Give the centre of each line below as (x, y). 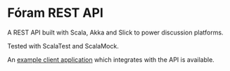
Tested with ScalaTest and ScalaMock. (63, 46)
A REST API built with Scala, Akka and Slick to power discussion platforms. (115, 32)
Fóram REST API (56, 13)
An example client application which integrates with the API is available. (111, 59)
